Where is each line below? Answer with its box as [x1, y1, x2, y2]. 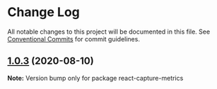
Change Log [7, 4, 80, 20]
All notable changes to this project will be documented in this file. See [7, 27, 211, 36]
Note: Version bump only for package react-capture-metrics [7, 74, 184, 82]
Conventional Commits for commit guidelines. [7, 34, 140, 43]
